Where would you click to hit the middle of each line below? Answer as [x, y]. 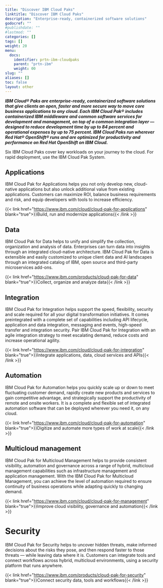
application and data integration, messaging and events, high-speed [73, 325]
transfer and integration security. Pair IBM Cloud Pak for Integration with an [80, 330]
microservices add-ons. [29, 267]
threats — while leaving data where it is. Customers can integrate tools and [80, 555]
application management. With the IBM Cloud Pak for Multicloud [69, 476]
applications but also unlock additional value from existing [76, 189]
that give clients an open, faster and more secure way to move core [75, 106]
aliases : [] [17, 78]
